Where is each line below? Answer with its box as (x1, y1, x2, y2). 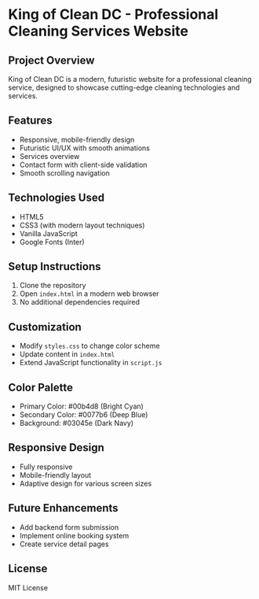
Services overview (19, 151, 80, 161)
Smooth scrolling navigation (19, 168, 110, 178)
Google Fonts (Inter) (19, 237, 85, 246)
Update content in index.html (19, 349, 115, 359)
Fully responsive (19, 462, 73, 471)
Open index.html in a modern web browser (19, 289, 159, 298)
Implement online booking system (19, 531, 129, 540)
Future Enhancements (8, 501, 119, 515)
